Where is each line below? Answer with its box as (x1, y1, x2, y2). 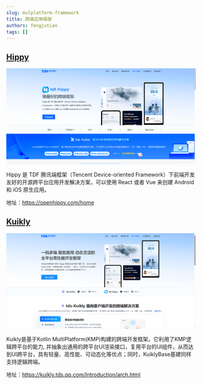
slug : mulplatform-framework (6, 10, 79, 16)
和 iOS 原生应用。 (6, 186, 50, 193)
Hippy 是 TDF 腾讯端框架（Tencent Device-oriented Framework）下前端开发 (6, 171, 195, 178)
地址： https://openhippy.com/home (6, 199, 94, 206)
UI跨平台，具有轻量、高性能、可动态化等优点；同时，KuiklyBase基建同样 (11, 351, 192, 358)
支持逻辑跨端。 (6, 358, 43, 365)
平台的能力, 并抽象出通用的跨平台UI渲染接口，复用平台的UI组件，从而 (16, 343, 189, 350)
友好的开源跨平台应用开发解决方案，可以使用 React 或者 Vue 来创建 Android (6, 178, 194, 185)
